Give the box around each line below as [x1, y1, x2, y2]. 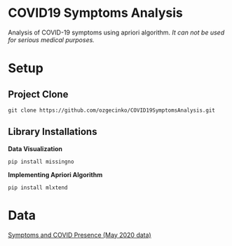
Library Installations [8, 126, 97, 138]
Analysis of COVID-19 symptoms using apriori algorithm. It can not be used [8, 28, 225, 37]
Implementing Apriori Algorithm [8, 170, 103, 179]
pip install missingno [8, 158, 74, 165]
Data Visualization [8, 144, 62, 153]
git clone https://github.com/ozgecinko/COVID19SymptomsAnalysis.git [8, 107, 216, 114]
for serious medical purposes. [8, 35, 95, 44]
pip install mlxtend [8, 184, 69, 191]
